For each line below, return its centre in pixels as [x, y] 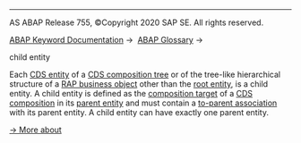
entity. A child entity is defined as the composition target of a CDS [131, 93]
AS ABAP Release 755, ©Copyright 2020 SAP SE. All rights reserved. [137, 22]
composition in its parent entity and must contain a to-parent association [143, 103]
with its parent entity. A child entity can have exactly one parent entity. [139, 112]
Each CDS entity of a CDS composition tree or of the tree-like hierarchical [145, 74]
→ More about [36, 130]
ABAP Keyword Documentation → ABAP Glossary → [106, 40]
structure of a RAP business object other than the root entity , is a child [139, 84]
